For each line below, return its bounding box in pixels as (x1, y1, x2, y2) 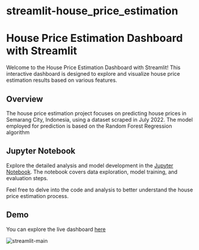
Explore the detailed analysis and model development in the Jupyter (6, 162, 173, 169)
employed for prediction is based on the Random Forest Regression (6, 122, 172, 129)
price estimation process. (6, 192, 69, 199)
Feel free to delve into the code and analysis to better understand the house (6, 186, 193, 193)
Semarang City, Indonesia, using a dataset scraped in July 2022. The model (6, 116, 193, 123)
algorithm (6, 128, 30, 135)
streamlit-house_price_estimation (6, 4, 178, 18)
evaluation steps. (6, 174, 48, 181)
